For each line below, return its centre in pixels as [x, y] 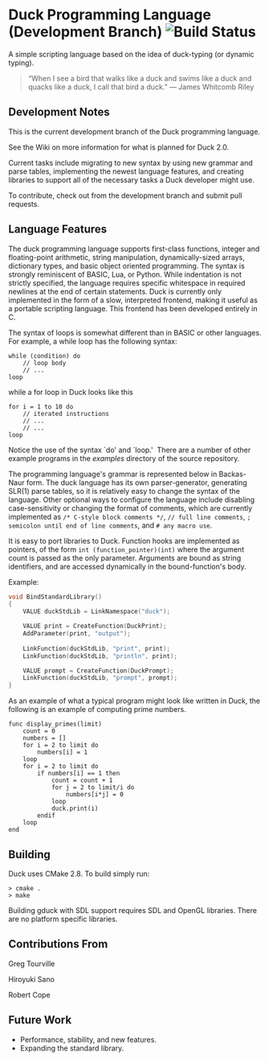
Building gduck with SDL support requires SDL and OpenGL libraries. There [132, 910]
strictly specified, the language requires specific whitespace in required [127, 282]
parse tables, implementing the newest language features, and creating [126, 171]
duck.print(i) [75, 809]
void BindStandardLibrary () [55, 597]
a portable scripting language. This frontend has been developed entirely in [133, 308]
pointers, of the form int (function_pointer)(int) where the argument [126, 549]
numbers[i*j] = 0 [95, 795]
